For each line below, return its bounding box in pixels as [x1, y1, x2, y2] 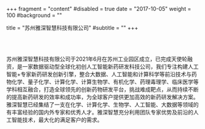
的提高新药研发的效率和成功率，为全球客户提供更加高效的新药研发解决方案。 [6, 94, 199, 100]
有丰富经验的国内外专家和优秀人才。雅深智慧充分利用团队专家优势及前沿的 [6, 109, 193, 116]
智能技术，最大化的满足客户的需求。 [11, 116, 103, 124]
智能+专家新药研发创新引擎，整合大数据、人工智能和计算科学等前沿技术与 [6, 71, 192, 78]
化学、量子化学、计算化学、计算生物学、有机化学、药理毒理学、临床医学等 [11, 78, 199, 85]
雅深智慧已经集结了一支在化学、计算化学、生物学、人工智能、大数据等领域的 [6, 101, 199, 108]
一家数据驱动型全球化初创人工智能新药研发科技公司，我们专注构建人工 [22, 63, 199, 70]
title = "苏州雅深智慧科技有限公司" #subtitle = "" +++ [6, 24, 138, 31]
